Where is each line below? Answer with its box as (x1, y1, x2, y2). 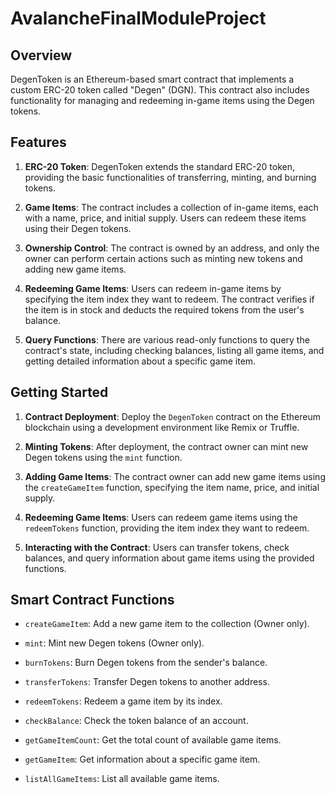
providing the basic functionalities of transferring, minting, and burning (24, 171, 317, 183)
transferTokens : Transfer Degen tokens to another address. (24, 676, 270, 688)
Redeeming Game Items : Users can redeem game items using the (24, 511, 298, 523)
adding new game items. (24, 263, 127, 275)
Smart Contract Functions (10, 592, 175, 609)
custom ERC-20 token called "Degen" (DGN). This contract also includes (10, 84, 310, 96)
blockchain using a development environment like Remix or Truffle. (24, 421, 300, 433)
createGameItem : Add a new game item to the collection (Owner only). (24, 618, 310, 630)
